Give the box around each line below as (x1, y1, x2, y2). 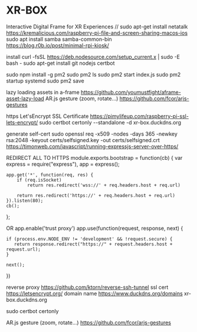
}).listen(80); (6, 198, 44, 203)
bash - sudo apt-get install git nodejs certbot (6, 60, 115, 67)
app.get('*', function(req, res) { (6, 172, 94, 177)
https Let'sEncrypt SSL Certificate (6, 113, 89, 120)
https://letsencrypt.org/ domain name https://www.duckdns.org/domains (6, 290, 183, 297)
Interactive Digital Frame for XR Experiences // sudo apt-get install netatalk (6, 23, 188, 30)
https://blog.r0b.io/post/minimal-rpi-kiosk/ (6, 42, 109, 49)
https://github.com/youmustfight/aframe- (80, 88, 181, 96)
